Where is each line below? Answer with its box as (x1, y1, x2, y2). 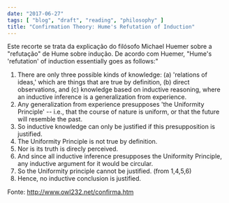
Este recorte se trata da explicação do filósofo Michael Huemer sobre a (7, 43, 212, 51)
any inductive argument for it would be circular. (17, 160, 154, 168)
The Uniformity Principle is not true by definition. (17, 137, 158, 146)
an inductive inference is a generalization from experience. (17, 93, 187, 101)
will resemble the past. (17, 115, 82, 123)
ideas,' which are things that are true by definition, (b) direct (17, 78, 190, 87)
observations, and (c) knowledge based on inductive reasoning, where (17, 85, 221, 94)
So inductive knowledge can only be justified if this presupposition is (17, 123, 215, 131)
